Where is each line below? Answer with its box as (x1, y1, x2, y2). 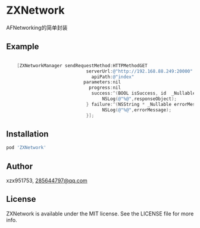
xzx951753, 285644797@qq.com (6, 177, 87, 184)
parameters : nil (83, 79, 121, 85)
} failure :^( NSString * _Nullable (86, 101, 171, 107)
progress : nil (88, 85, 121, 91)
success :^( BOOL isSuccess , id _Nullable (91, 90, 196, 96)
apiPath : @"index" (91, 74, 135, 80)
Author (6, 161, 33, 171)
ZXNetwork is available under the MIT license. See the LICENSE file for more (6, 210, 194, 217)
